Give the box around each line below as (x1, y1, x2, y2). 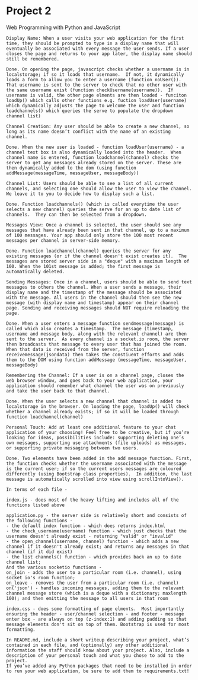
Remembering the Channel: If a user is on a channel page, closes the (6, 372, 184, 378)
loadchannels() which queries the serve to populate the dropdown (6, 108, 174, 114)
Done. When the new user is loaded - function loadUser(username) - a (6, 144, 184, 150)
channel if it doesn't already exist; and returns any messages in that (6, 544, 190, 550)
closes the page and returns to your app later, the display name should (6, 50, 193, 57)
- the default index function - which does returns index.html (6, 523, 166, 529)
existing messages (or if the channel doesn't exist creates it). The (6, 253, 187, 259)
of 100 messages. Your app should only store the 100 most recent (6, 232, 174, 238)
